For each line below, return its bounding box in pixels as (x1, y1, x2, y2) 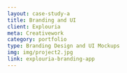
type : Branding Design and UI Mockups (7, 42, 120, 49)
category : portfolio (7, 36, 68, 43)
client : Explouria (7, 23, 61, 30)
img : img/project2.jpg (7, 49, 73, 56)
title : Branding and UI (7, 17, 77, 24)
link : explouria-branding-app (7, 56, 96, 63)
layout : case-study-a (7, 10, 70, 17)
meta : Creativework (7, 29, 64, 37)
